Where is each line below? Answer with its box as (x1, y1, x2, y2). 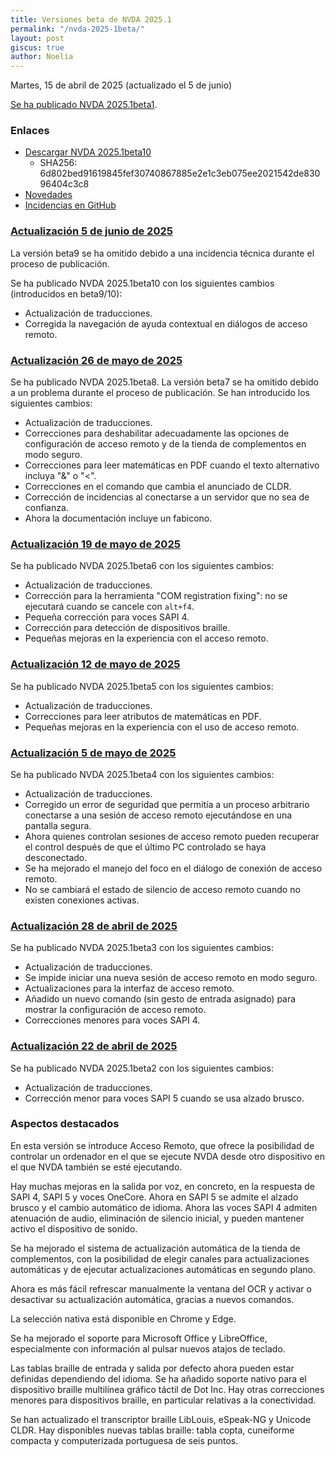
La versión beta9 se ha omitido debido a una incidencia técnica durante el (10, 247, 315, 259)
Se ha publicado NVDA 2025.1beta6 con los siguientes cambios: (10, 560, 275, 572)
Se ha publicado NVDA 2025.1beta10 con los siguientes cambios (10, 277, 275, 289)
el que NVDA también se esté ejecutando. (10, 1161, 183, 1173)
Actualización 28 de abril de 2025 (10, 919, 178, 933)
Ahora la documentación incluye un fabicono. (24, 512, 213, 525)
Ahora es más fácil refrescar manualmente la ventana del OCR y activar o (10, 1282, 312, 1295)
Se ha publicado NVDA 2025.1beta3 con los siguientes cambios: (10, 942, 275, 954)
